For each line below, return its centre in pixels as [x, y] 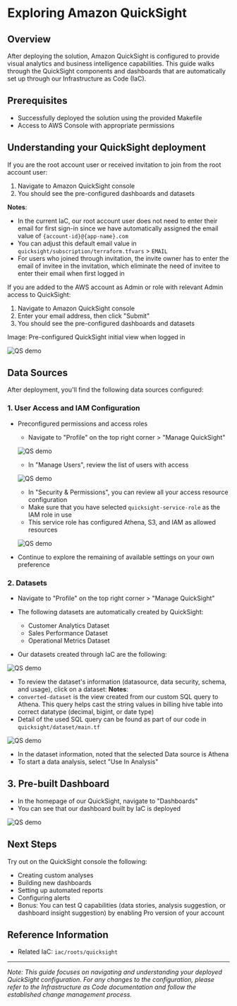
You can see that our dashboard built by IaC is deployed [99, 808]
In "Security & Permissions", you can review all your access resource [128, 492]
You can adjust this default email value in [77, 243]
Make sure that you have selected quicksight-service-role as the [124, 507]
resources [43, 530]
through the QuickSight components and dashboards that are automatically [116, 71]
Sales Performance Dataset [68, 633]
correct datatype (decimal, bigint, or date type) [86, 712]
